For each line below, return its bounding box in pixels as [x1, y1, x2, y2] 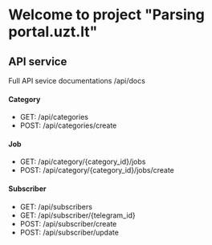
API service [8, 55, 67, 68]
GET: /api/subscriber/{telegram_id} [19, 210, 136, 220]
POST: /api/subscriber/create [19, 218, 117, 228]
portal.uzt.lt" [8, 22, 98, 41]
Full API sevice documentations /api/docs [8, 76, 146, 85]
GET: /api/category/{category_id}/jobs [19, 157, 146, 166]
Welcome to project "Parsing [8, 6, 205, 24]
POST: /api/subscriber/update [19, 227, 119, 237]
